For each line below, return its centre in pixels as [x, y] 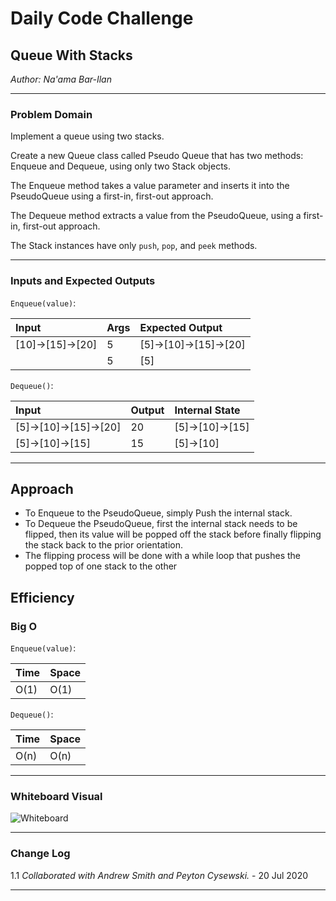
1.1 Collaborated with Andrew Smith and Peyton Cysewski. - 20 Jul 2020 [159, 875]
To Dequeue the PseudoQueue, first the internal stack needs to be [161, 524]
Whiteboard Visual [56, 797]
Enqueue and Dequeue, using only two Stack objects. [121, 166]
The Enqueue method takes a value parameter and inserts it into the [150, 186]
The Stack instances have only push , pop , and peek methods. [134, 246]
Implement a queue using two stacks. [87, 136]
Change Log [40, 854]
